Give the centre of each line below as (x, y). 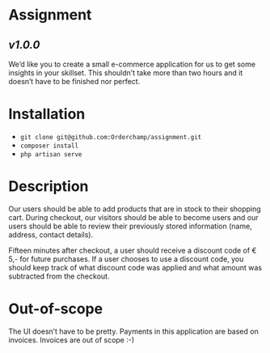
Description (49, 187)
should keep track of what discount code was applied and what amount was (135, 267)
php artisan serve (51, 154)
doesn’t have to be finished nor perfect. (74, 81)
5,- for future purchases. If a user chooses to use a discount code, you (126, 259)
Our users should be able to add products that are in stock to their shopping (135, 209)
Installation (47, 114)
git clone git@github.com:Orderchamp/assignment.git (111, 137)
